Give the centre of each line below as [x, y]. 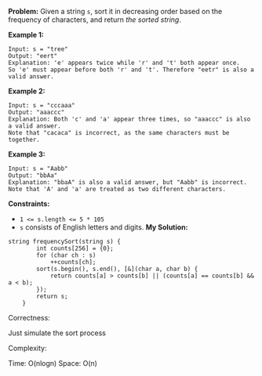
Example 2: [27, 91]
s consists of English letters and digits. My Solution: [104, 227]
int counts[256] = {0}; [75, 248]
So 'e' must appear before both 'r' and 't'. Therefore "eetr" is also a [131, 70]
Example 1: [26, 35]
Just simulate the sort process [57, 333]
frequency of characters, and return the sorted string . [95, 20]
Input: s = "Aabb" [38, 168]
